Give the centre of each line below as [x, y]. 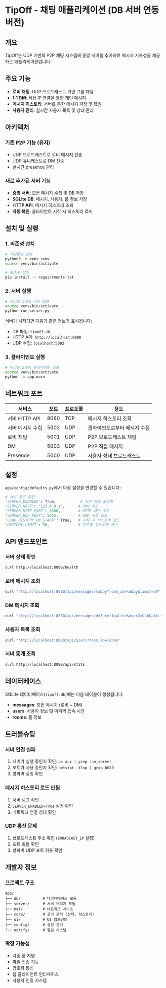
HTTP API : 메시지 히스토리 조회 [43, 205]
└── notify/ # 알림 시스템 [36, 930]
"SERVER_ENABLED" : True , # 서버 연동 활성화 [59, 502]
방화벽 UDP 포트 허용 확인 [37, 850]
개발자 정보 [21, 868]
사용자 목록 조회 [23, 630]
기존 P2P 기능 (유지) [28, 143]
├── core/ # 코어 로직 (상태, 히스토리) [50, 915]
